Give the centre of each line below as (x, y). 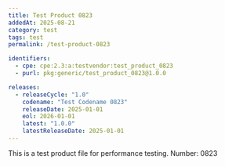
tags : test (26, 37)
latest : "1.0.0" (49, 124)
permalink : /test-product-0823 (59, 45)
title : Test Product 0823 (50, 15)
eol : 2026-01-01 (49, 117)
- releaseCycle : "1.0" (52, 95)
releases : (24, 87)
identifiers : (29, 59)
